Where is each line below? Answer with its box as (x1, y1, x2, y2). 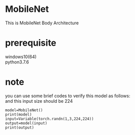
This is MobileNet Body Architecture (5, 20, 79, 26)
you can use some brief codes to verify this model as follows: (5, 93, 131, 99)
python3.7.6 (5, 59, 29, 65)
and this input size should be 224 (5, 98, 73, 104)
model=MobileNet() (5, 108, 43, 113)
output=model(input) (5, 121, 48, 126)
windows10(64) (5, 54, 37, 60)
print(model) (5, 112, 32, 117)
